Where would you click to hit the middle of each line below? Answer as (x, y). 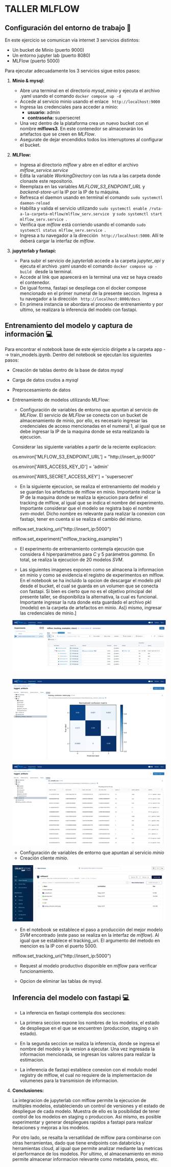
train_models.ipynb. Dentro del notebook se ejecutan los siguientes (81, 355)
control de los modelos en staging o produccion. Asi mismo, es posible (87, 1116)
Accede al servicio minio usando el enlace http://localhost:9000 (90, 101)
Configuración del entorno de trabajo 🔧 (68, 28)
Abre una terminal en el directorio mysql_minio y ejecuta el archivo (90, 91)
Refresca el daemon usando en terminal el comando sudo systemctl (91, 197)
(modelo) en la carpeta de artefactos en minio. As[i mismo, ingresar (91, 607)
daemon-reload (35, 203)
